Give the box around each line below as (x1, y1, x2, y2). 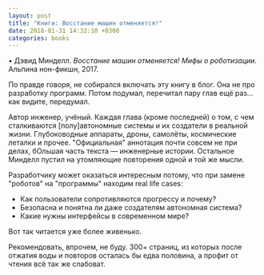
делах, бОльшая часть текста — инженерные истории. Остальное (8, 146, 234, 156)
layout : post (8, 11, 52, 20)
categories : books (8, 34, 70, 42)
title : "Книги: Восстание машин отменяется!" (8, 19, 162, 27)
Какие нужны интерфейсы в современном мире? (19, 211, 190, 221)
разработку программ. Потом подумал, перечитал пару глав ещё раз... (8, 89, 254, 98)
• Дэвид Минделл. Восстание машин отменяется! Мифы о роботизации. (8, 56, 258, 66)
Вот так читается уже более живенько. (8, 227, 142, 237)
